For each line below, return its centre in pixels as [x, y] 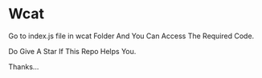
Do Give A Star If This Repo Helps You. [72, 51]
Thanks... [24, 66]
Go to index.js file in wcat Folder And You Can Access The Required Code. [131, 36]
